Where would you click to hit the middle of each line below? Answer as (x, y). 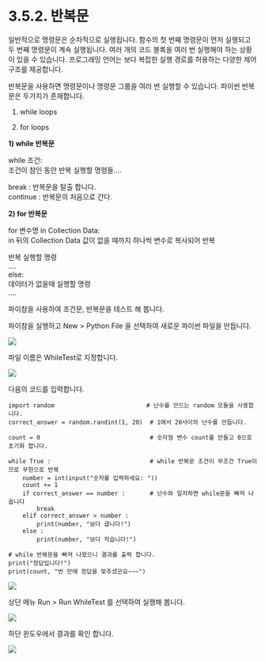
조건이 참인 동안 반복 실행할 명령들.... (65, 170)
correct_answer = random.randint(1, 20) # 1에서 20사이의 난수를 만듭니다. (128, 422)
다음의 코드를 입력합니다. (46, 389)
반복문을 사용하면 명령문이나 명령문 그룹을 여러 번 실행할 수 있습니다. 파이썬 (124, 86)
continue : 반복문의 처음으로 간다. (60, 196)
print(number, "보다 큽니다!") (84, 524)
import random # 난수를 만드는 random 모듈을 (121, 405)
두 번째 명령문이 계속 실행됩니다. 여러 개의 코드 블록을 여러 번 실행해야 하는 (123, 49)
